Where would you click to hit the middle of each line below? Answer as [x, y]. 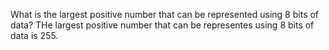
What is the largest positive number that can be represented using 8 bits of [165, 14]
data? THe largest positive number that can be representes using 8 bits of [162, 25]
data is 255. [34, 35]
